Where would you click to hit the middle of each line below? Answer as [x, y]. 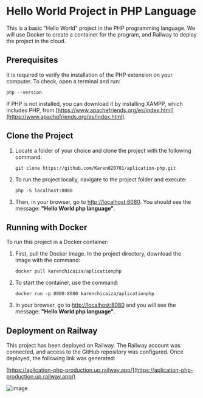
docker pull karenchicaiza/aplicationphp [68, 271]
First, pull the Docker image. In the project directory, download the [98, 254]
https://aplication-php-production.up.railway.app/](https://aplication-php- [101, 370]
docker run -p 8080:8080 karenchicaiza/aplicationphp [84, 294]
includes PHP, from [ [32, 110]
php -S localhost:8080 [44, 190]
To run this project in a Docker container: [57, 242]
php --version [24, 93]
